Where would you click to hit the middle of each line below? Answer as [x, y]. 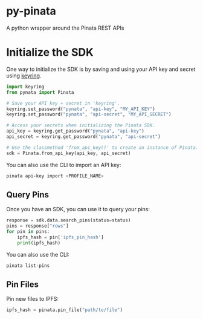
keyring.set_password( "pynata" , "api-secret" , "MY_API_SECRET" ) [89, 114]
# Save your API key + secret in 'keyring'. [63, 103]
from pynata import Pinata [40, 92]
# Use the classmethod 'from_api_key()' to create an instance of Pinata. [102, 147]
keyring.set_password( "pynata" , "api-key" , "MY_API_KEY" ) [81, 109]
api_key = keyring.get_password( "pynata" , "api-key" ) [76, 131]
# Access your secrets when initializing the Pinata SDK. [81, 125]
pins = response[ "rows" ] [37, 226]
